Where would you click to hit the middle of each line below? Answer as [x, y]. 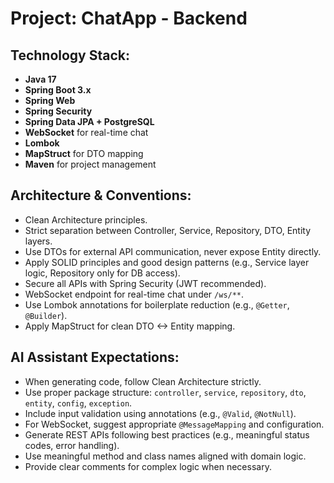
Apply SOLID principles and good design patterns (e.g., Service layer [167, 262]
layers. [38, 241]
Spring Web [50, 100]
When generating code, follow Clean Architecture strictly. [143, 381]
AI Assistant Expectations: [95, 357]
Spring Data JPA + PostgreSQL [89, 121]
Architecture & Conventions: [101, 195]
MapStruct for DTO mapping [84, 153]
